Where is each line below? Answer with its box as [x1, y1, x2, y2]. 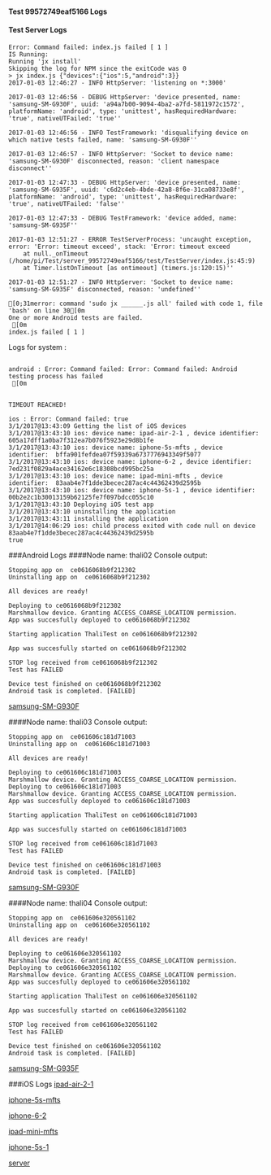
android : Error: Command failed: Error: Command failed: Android [8, 365, 238, 373]
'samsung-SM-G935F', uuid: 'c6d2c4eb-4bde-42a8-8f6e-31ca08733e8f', [8, 186, 245, 194]
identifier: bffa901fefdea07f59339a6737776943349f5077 [8, 450, 201, 459]
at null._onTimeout [23, 249, 89, 258]
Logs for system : [8, 342, 67, 352]
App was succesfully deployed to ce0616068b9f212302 [8, 615, 191, 624]
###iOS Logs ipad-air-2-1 [8, 1079, 94, 1089]
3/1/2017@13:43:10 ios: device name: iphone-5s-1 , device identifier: [8, 486, 256, 494]
